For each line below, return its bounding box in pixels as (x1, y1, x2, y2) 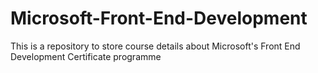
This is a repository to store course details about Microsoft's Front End (10, 40, 301, 52)
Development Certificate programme (10, 50, 162, 62)
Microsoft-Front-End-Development (10, 7, 308, 30)
